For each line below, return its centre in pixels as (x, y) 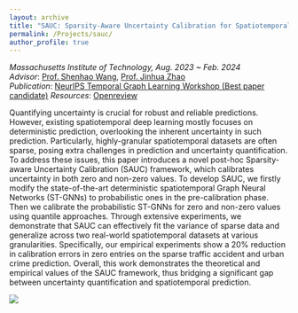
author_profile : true (49, 42)
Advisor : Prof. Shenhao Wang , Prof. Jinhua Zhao (98, 77)
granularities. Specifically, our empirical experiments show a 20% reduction (148, 245)
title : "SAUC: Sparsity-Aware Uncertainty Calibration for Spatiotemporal (150, 26)
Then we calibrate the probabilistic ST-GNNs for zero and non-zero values (145, 207)
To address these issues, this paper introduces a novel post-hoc (126, 160)
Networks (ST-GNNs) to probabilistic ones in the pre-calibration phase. (139, 198)
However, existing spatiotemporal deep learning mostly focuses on (131, 122)
